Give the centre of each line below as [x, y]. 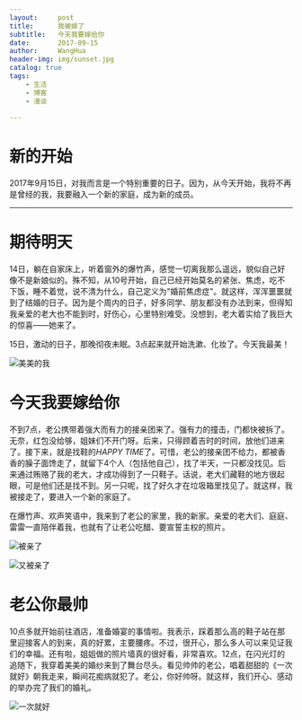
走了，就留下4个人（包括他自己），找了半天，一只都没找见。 [167, 463]
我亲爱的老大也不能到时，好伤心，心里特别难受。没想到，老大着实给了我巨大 [151, 314]
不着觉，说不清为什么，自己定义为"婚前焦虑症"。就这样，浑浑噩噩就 [166, 292]
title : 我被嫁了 [47, 26]
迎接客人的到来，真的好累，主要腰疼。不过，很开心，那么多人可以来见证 [151, 642]
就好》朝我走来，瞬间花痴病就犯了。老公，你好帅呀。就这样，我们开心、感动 [151, 676]
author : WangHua [48, 51]
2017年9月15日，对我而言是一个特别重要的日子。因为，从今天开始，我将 [142, 183]
